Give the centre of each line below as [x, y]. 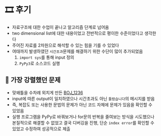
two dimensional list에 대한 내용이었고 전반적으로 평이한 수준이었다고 [78, 33]
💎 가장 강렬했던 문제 [33, 80]
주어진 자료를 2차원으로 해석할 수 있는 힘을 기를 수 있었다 [66, 45]
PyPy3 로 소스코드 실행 [40, 63]
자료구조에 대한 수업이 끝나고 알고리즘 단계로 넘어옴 [60, 27]
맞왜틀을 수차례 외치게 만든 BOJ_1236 [47, 93]
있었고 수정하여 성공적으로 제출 [41, 129]
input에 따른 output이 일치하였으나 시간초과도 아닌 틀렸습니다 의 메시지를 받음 [83, 98]
